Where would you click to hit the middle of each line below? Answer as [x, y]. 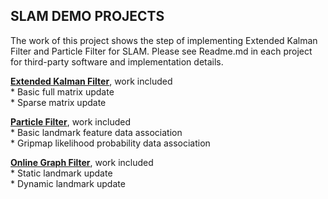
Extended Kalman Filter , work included [91, 81]
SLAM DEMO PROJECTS [87, 16]
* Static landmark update [61, 173]
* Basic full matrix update [62, 91]
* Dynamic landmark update [68, 183]
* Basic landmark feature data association [96, 132]
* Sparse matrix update [58, 102]
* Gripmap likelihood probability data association [110, 143]
